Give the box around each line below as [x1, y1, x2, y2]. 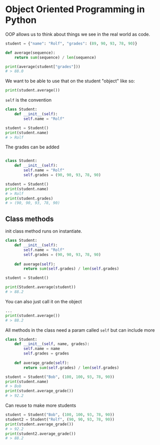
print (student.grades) [5, 196, 53, 201]
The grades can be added [5, 144, 59, 150]
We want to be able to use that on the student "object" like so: [5, 78, 135, 84]
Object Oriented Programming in [5, 4, 145, 15]
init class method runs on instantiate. [5, 228, 82, 234]
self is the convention [5, 97, 52, 103]
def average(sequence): [5, 50, 56, 55]
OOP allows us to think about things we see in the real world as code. [5, 31, 150, 37]
